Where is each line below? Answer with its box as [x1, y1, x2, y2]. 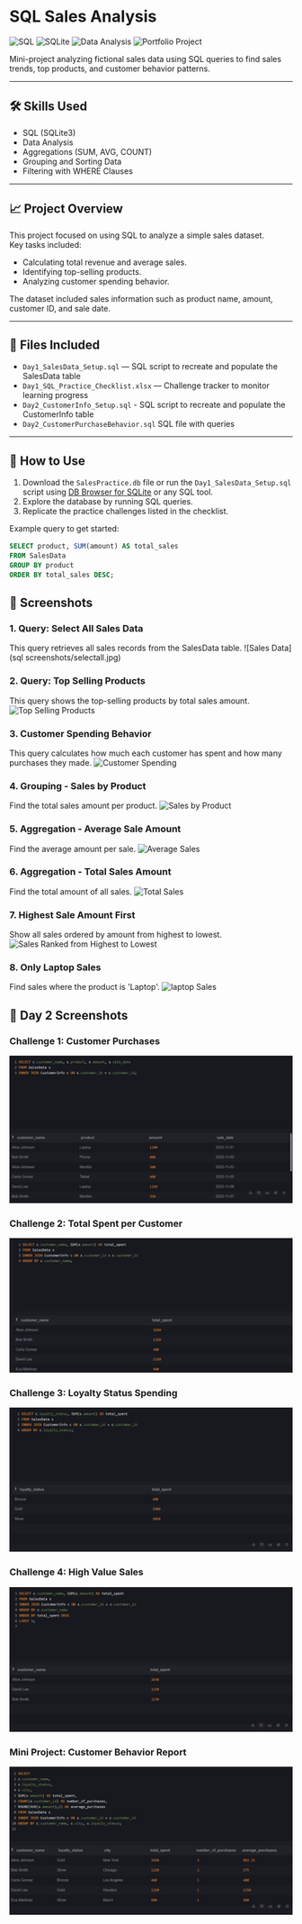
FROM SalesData [9, 551, 67, 560]
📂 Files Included [9, 337, 101, 352]
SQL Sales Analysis [9, 6, 157, 27]
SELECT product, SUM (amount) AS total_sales [9, 542, 179, 551]
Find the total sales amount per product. [9, 800, 158, 812]
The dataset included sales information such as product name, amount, [9, 293, 273, 304]
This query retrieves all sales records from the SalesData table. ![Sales [9, 642, 270, 654]
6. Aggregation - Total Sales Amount [9, 866, 172, 878]
